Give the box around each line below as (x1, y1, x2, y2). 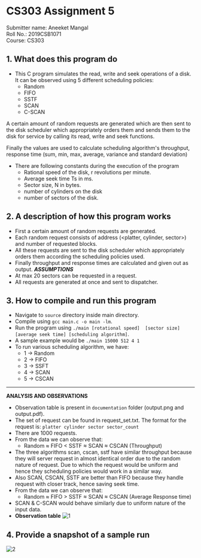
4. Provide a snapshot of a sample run (6, 529, 150, 540)
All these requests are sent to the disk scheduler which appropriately (14, 246, 185, 254)
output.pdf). (14, 411, 45, 418)
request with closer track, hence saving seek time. (14, 481, 139, 488)
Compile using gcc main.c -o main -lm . (14, 318, 112, 325)
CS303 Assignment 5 (6, 4, 115, 18)
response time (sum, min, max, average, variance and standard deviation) (6, 150, 188, 158)
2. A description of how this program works (6, 212, 172, 222)
